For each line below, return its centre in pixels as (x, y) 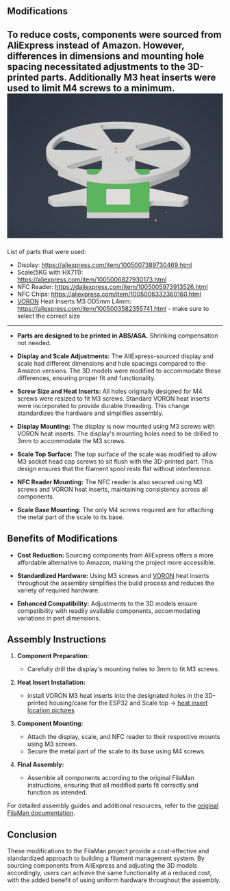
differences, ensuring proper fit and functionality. (86, 378)
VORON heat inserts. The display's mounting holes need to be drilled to (117, 434)
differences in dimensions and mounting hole (106, 56)
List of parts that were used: (47, 251)
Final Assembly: (40, 765)
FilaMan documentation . (41, 813)
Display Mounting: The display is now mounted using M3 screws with (116, 426)
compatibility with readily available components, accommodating (108, 611)
